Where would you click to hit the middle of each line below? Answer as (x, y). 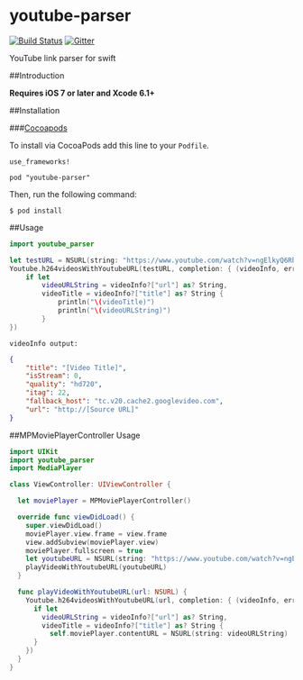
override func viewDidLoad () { (76, 517)
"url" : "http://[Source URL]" (83, 409)
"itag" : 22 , (48, 393)
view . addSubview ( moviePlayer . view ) (92, 542)
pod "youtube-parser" (50, 177)
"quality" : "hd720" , (64, 385)
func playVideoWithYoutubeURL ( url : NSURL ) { (102, 592)
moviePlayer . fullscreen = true (84, 550)
